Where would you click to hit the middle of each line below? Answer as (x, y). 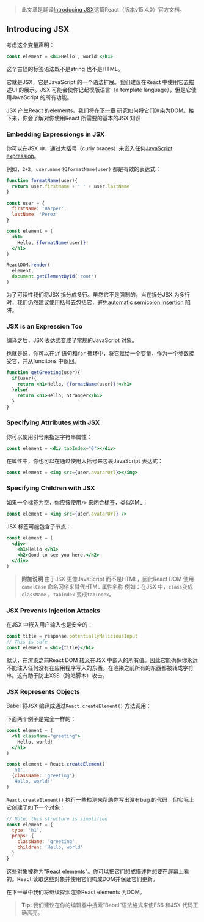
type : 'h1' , (27, 830)
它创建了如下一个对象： (36, 807)
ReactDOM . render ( (28, 265)
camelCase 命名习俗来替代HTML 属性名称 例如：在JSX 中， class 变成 (107, 586)
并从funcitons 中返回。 (51, 361)
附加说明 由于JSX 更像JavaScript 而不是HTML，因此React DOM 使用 (107, 579)
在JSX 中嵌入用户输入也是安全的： (50, 625)
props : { (23, 836)
